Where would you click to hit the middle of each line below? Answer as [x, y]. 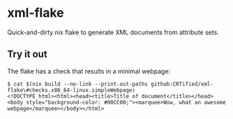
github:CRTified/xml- [182, 84]
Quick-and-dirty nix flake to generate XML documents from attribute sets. [113, 32]
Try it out [27, 54]
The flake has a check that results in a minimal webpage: [89, 71]
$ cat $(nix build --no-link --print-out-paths [78, 84]
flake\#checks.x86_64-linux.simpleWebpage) [72, 90]
